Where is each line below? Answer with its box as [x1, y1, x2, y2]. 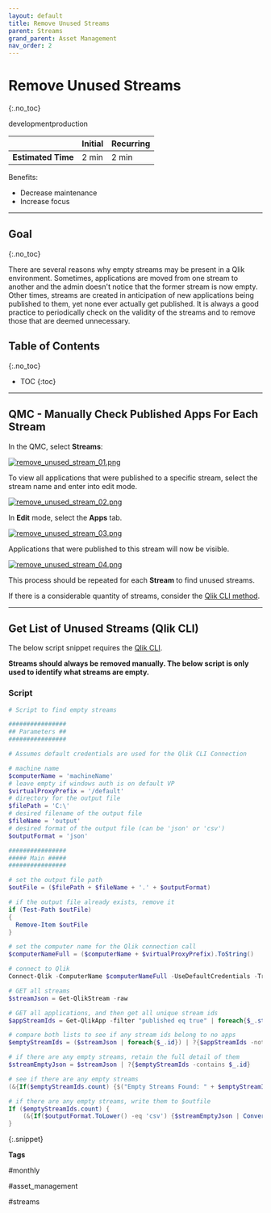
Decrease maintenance [19, 188, 98, 198]
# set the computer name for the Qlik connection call [8, 943, 197, 951]
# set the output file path [8, 876, 103, 885]
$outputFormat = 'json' [8, 832, 89, 840]
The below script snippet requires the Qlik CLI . [8, 643, 163, 653]
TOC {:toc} [19, 376, 56, 386]
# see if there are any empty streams [8, 1075, 139, 1083]
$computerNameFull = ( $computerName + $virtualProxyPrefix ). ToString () [8, 950, 254, 959]
